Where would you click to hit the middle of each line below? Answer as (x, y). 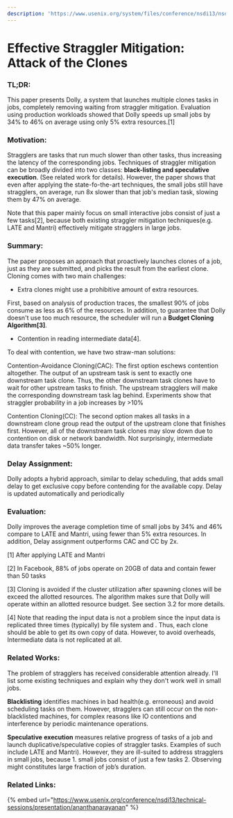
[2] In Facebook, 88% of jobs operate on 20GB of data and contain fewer (112, 569)
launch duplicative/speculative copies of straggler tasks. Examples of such (114, 744)
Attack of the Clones (68, 63)
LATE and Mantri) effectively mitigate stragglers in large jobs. (94, 228)
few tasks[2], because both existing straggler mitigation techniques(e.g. (110, 221)
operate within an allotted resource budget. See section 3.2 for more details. (116, 604)
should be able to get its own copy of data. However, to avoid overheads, (112, 632)
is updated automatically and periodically (66, 494)
